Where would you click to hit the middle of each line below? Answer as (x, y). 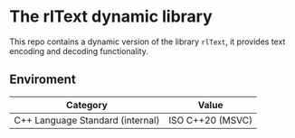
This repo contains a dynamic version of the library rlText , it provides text (147, 41)
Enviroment (43, 80)
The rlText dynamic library (111, 17)
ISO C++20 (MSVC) (211, 120)
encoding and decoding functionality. (79, 51)
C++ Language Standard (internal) (87, 120)
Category (87, 105)
